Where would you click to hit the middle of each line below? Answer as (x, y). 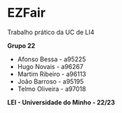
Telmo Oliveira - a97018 (52, 89)
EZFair (26, 13)
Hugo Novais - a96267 (50, 66)
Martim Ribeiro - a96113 (52, 74)
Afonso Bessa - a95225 (52, 59)
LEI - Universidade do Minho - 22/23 (61, 102)
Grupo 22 (21, 45)
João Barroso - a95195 (50, 81)
